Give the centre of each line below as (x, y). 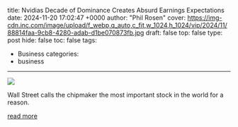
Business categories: (48, 54)
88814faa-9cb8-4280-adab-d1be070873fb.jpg (76, 32)
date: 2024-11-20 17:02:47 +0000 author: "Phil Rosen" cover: (97, 18)
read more (22, 116)
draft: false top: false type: (184, 32)
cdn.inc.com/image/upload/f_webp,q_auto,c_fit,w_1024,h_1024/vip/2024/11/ (118, 25)
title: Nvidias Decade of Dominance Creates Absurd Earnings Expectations (116, 10)
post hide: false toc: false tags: (52, 40)
